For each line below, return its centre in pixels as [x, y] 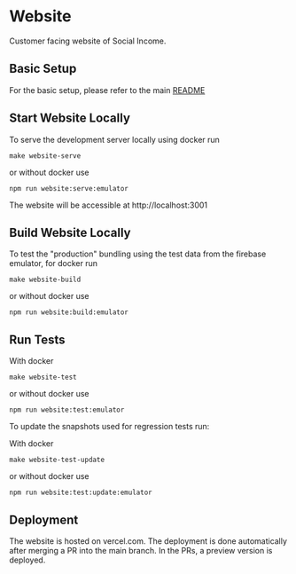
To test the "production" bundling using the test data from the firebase [138, 254]
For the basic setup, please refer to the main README [107, 90]
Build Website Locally [70, 232]
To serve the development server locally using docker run [114, 139]
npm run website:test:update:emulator [81, 493]
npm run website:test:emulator [67, 410]
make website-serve [45, 156]
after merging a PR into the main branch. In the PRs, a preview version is [141, 550]
